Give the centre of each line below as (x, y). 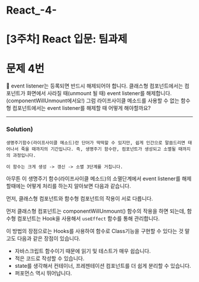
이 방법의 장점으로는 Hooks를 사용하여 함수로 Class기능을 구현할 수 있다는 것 (95, 231)
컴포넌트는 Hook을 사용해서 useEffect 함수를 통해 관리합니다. (88, 218)
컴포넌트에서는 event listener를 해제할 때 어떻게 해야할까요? (81, 108)
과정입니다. (24, 155)
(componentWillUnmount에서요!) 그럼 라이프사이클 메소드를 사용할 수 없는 (93, 101)
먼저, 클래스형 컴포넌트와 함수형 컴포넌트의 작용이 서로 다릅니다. (80, 198)
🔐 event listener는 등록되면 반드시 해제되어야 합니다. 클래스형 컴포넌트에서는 (95, 86)
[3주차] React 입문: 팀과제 (67, 39)
